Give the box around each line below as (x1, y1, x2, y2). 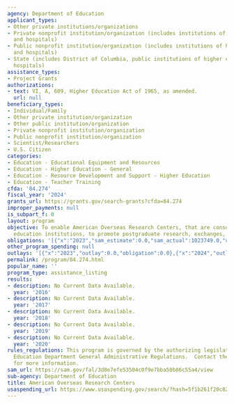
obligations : (7, 237, 45, 244)
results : (7, 276, 33, 283)
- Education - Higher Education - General (7, 165, 132, 173)
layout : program (7, 217, 54, 224)
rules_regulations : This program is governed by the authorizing (7, 347, 201, 354)
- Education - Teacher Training (7, 178, 101, 185)
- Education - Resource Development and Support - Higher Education (7, 172, 210, 179)
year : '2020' (13, 341, 52, 348)
